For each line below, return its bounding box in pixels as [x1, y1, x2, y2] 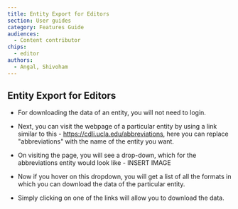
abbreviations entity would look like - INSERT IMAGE [17, 159, 172, 167]
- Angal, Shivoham [13, 63, 69, 70]
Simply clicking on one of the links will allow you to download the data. [17, 193, 225, 203]
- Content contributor [13, 37, 81, 44]
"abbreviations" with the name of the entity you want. [17, 137, 174, 146]
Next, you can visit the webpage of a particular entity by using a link [17, 122, 217, 131]
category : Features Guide [7, 23, 84, 31]
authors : [7, 57, 33, 64]
